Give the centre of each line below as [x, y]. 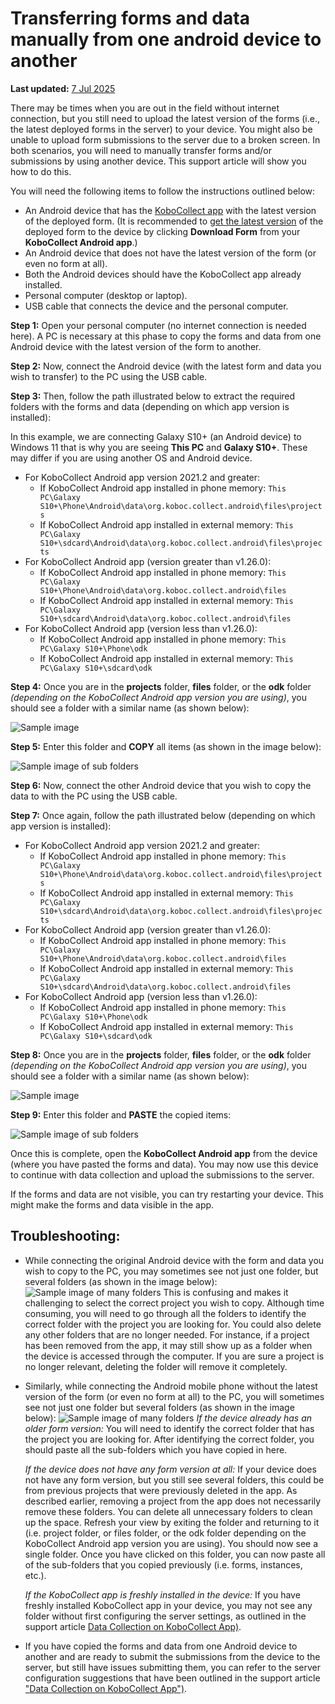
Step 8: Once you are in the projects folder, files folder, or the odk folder [161, 1054]
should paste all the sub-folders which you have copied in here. [156, 1449]
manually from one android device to [166, 39]
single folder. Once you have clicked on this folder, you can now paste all [175, 1554]
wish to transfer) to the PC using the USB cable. [109, 376]
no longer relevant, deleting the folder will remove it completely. [156, 1366]
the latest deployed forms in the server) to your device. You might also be [161, 129]
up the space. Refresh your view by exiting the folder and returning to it [172, 1522]
